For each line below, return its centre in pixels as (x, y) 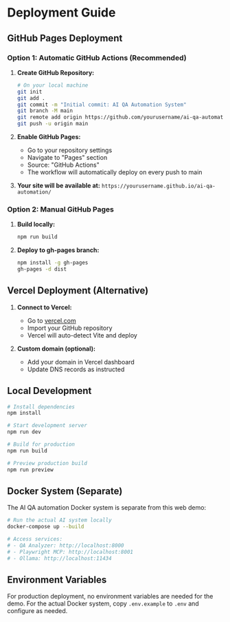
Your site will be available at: (59, 185)
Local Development (49, 391)
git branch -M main (45, 111)
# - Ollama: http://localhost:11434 (59, 558)
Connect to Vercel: (44, 307)
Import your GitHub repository (70, 328)
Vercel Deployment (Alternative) (78, 291)
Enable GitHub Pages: (49, 137)
